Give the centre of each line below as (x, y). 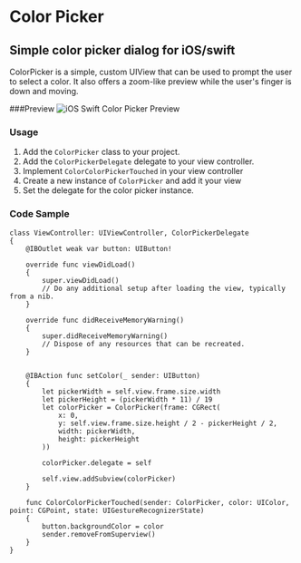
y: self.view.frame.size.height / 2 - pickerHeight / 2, (168, 423)
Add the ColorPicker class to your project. (101, 152)
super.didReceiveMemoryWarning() (105, 336)
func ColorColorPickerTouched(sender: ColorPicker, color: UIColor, (158, 502)
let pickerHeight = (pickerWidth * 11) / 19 (127, 399)
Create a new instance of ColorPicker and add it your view (132, 181)
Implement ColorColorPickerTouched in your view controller (133, 171)
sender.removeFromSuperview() (99, 534)
